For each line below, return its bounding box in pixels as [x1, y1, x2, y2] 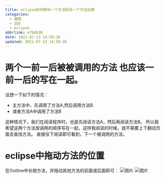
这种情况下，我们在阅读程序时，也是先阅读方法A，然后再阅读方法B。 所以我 [5, 119, 159, 125]
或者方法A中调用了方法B [12, 108, 62, 114]
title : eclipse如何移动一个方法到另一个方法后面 [5, 7, 95, 12]
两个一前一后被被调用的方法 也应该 [5, 62, 145, 73]
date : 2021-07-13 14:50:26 [5, 35, 61, 40]
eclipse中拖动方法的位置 [5, 150, 105, 161]
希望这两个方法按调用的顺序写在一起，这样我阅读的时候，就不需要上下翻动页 [5, 125, 161, 131]
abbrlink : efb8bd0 [5, 30, 43, 35]
